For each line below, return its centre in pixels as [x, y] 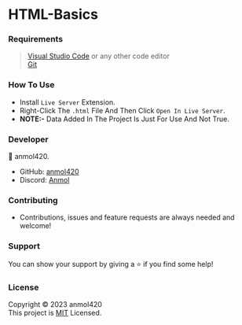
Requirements [36, 39]
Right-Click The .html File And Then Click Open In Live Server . [122, 110]
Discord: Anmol [44, 180]
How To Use [31, 85]
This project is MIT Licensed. [55, 312]
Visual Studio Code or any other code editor [99, 56]
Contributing [33, 200]
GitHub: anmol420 [49, 172]
